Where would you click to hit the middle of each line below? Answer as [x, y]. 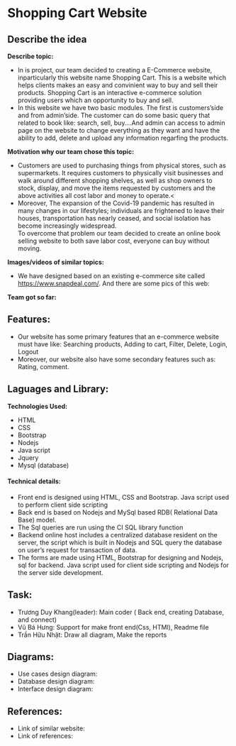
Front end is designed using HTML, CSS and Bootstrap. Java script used [123, 497]
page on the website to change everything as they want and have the [119, 130]
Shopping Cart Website [77, 13]
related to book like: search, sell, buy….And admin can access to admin [121, 123]
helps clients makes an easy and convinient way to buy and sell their [118, 85]
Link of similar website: [51, 728]
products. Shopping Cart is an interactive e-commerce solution [109, 93]
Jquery [28, 457]
